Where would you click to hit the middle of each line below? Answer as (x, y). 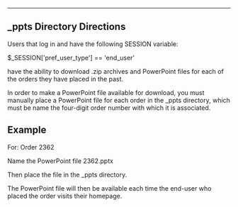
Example (27, 130)
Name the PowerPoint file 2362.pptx (60, 161)
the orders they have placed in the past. (66, 79)
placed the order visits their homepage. (65, 196)
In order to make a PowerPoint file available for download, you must (106, 92)
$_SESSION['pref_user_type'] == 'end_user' (71, 57)
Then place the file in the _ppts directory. (67, 174)
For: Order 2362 (31, 147)
